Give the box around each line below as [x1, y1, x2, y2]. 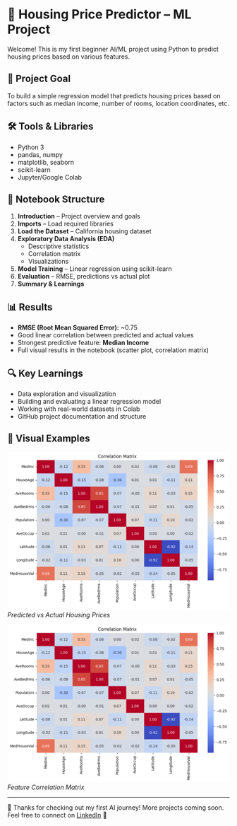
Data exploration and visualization [17, 390, 116, 398]
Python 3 [17, 143, 44, 151]
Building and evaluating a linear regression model [17, 397, 162, 405]
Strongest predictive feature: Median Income [17, 339, 150, 347]
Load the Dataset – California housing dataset [17, 227, 152, 235]
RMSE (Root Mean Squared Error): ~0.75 [17, 323, 138, 332]
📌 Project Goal [7, 73, 71, 85]
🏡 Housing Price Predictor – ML [7, 6, 192, 23]
